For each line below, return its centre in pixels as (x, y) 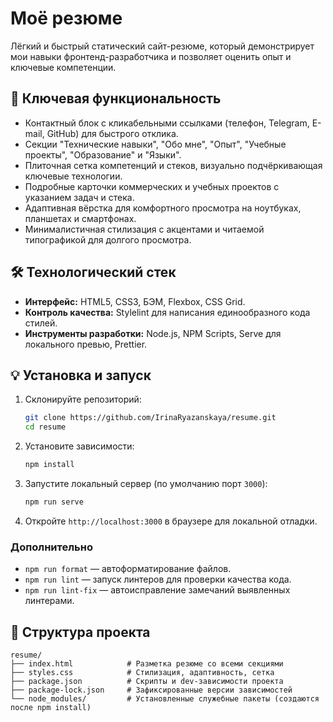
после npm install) (51, 707)
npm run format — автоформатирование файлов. (128, 569)
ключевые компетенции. (63, 67)
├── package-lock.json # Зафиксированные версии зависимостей (151, 690)
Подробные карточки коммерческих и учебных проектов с (152, 186)
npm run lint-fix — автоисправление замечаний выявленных (157, 590)
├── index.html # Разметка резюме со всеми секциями (147, 663)
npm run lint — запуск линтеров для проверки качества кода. (158, 579)
